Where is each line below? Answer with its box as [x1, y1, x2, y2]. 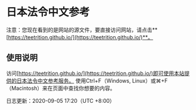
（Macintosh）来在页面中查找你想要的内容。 [6, 84, 116, 92]
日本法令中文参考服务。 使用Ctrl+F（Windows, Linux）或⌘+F [16, 77, 168, 84]
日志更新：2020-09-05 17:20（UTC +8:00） [6, 97, 115, 104]
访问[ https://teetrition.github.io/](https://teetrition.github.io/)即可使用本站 [6, 70, 185, 77]
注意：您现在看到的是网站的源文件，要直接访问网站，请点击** [6, 26, 158, 33]
